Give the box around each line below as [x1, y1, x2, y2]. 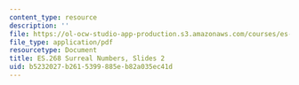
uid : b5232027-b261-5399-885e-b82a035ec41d [9, 63, 174, 72]
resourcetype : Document [9, 46, 98, 55]
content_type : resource [9, 12, 98, 22]
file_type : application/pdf [9, 37, 114, 47]
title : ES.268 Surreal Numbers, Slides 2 [9, 54, 166, 63]
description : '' [9, 21, 69, 30]
